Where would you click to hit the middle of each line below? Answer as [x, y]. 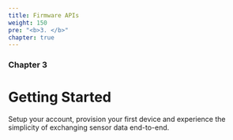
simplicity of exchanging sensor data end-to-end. [89, 127]
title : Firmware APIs [44, 15]
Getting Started [60, 97]
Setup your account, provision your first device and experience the [117, 120]
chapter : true [32, 37]
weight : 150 [28, 23]
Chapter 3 [28, 65]
